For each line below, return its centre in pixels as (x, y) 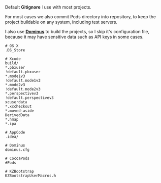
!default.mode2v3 (23, 89)
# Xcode (13, 59)
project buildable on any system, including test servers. (61, 22)
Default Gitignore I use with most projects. (48, 7)
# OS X (12, 46)
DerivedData (17, 115)
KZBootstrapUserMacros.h (31, 176)
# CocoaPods (17, 158)
